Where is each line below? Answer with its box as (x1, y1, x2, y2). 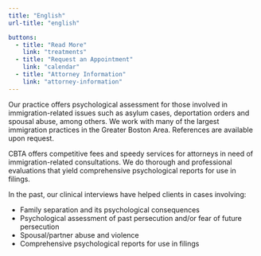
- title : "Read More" (15, 41, 88, 48)
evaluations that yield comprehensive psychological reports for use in (8, 165, 236, 175)
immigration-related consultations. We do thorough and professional (8, 157, 232, 167)
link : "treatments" (22, 48, 88, 56)
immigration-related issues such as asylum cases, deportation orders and (8, 108, 250, 118)
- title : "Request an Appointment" (15, 56, 134, 64)
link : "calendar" (22, 63, 80, 72)
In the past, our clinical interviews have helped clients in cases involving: (8, 189, 247, 199)
